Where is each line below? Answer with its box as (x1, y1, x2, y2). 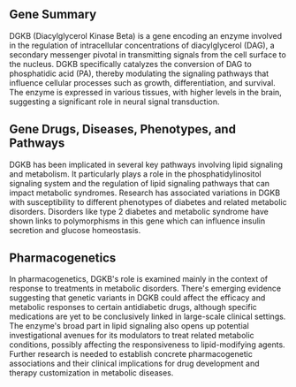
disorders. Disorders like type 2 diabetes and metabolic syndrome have (9, 206, 269, 216)
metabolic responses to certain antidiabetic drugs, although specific (9, 302, 258, 313)
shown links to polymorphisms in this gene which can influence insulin (9, 216, 266, 226)
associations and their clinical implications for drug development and (9, 358, 260, 369)
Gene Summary (9, 7, 97, 22)
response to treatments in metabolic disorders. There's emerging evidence (9, 283, 281, 294)
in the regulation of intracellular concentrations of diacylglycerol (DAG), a (9, 40, 276, 50)
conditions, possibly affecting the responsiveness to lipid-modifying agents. (9, 339, 285, 350)
